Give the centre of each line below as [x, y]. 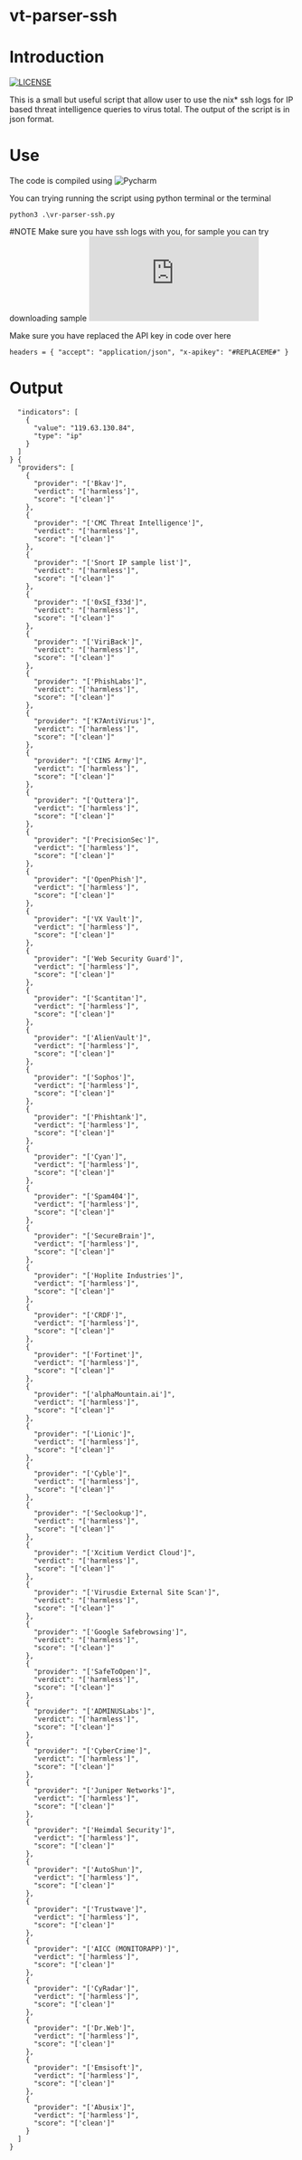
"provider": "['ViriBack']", [88, 642]
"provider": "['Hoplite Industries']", [108, 1276]
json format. [32, 119]
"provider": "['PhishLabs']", [90, 682]
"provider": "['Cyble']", [82, 1474]
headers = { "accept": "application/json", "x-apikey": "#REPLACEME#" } [149, 353]
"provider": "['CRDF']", [80, 1315]
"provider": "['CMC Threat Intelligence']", [118, 523]
